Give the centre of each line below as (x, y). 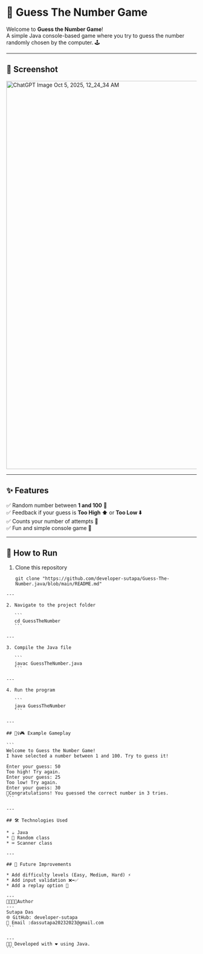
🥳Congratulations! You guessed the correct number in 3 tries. (88, 793)
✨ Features (27, 491)
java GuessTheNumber (40, 706)
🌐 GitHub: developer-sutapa (42, 918)
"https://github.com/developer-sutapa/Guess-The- (106, 579)
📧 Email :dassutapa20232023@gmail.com (55, 923)
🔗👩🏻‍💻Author (20, 902)
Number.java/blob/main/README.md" (58, 584)
